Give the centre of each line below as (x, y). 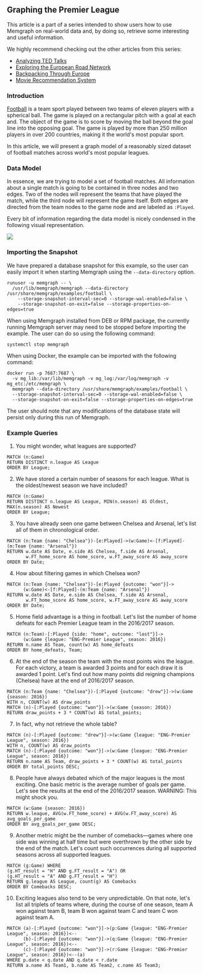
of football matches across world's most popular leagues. (78, 153)
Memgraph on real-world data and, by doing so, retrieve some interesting (98, 31)
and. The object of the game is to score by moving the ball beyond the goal (100, 122)
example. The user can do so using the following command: (81, 333)
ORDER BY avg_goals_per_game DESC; (52, 824)
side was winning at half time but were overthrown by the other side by (104, 842)
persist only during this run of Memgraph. (58, 417)
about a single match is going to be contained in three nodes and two (93, 188)
